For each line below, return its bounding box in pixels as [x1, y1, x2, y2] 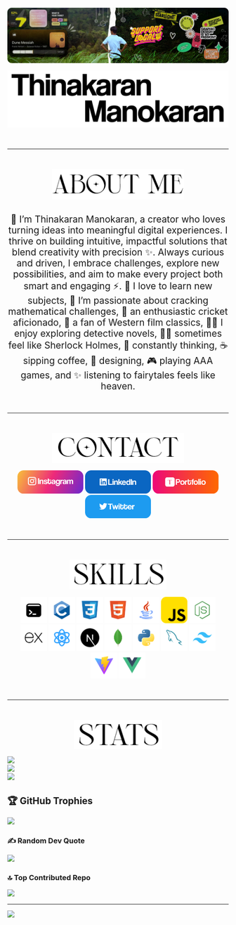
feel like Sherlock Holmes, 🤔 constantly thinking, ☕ [8, 339, 228, 351]
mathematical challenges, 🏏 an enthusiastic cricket [8, 306, 228, 317]
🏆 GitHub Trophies [7, 795, 93, 807]
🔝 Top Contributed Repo [7, 873, 91, 883]
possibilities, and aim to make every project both [13, 269, 223, 280]
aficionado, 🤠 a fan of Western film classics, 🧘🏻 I [13, 317, 223, 328]
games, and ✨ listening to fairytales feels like [20, 370, 216, 381]
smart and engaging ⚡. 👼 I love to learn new [23, 280, 213, 292]
